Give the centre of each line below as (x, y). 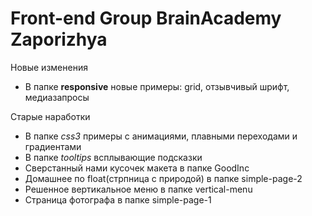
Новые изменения (49, 67)
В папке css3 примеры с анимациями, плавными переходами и (161, 136)
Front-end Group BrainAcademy (146, 18)
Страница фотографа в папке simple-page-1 (118, 199)
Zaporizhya (59, 39)
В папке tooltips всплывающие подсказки (113, 157)
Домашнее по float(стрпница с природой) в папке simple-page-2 (163, 178)
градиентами (53, 146)
